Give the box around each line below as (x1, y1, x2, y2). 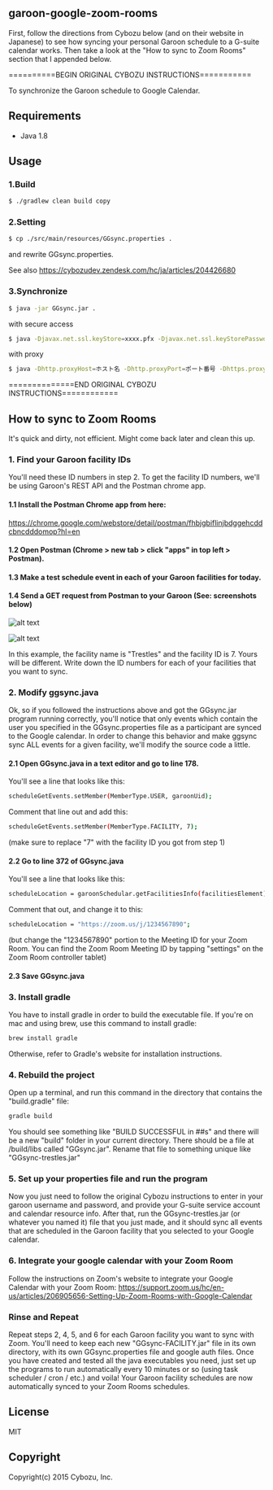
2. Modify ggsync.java (8, 687, 99, 698)
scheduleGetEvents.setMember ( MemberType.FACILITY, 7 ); (8, 823, 198, 831)
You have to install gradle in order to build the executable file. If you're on (8, 1010, 253, 1020)
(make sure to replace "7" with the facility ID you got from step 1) (8, 837, 226, 847)
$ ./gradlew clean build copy (8, 197, 111, 206)
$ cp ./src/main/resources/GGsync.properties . (8, 235, 173, 243)
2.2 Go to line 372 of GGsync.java (8, 856, 124, 866)
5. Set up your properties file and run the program (8, 1173, 209, 1185)
